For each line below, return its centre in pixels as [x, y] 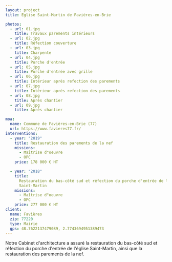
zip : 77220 [21, 219]
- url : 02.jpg [25, 38]
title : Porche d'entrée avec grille [54, 72]
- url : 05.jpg [25, 67]
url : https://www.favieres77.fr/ [46, 129]
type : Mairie [24, 224]
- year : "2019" [26, 138]
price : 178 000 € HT [36, 162]
